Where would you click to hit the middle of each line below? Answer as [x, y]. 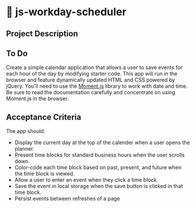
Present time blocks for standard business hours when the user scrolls [99, 155]
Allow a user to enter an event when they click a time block [85, 180]
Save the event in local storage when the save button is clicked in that [99, 186]
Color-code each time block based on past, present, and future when [98, 168]
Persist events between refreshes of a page [67, 199]
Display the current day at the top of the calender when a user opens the [102, 142]
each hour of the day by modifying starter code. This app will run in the [92, 74]
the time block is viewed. [44, 174]
